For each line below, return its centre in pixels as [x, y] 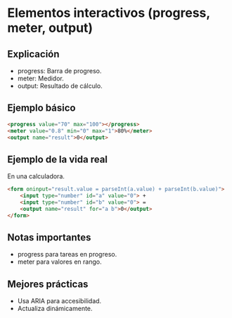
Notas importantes [49, 238]
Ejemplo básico [41, 108]
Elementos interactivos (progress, [109, 13]
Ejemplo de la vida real [57, 159]
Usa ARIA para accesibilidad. [59, 301]
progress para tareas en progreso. [67, 255]
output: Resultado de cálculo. [60, 86]
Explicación [33, 54]
